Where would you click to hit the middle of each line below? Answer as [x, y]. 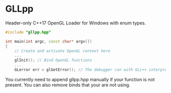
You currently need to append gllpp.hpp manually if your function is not [80, 79]
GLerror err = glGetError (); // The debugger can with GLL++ [80, 70]
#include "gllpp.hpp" [28, 32]
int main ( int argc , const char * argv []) [49, 41]
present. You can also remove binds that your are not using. [68, 85]
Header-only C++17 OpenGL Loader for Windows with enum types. [76, 23]
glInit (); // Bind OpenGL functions [53, 60]
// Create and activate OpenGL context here [62, 51]
